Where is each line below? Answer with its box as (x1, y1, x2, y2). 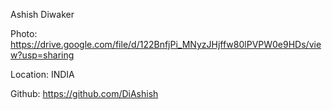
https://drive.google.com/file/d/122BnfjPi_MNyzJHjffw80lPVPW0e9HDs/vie (10, 39, 322, 50)
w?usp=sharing (10, 49, 75, 61)
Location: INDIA (10, 69, 75, 80)
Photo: (10, 28, 38, 39)
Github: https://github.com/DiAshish (10, 88, 159, 99)
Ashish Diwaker (10, 9, 75, 20)
